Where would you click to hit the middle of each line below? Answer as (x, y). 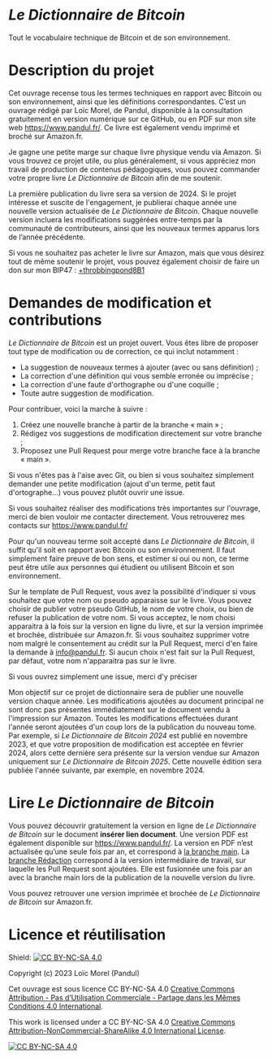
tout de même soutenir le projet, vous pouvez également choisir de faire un (134, 261)
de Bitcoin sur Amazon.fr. (51, 902)
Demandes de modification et (110, 303)
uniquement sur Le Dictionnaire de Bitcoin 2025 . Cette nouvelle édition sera (135, 761)
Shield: (20, 957)
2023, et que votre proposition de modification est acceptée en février (126, 744)
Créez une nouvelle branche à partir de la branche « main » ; (121, 424)
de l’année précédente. (47, 237)
